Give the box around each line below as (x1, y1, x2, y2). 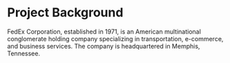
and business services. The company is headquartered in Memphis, (7, 42, 200, 50)
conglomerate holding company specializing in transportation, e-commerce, (7, 34, 224, 42)
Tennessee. (7, 49, 40, 58)
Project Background (7, 5, 124, 21)
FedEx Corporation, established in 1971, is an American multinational (7, 27, 202, 36)
